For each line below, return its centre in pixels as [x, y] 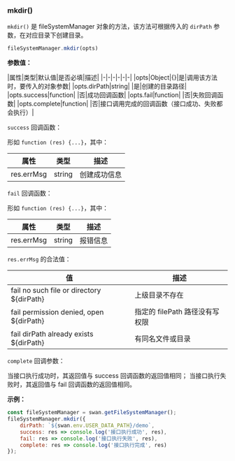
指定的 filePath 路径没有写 [177, 312]
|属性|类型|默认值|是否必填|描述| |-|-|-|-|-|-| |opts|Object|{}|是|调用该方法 [113, 78]
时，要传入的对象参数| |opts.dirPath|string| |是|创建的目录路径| [97, 87]
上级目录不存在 [159, 295]
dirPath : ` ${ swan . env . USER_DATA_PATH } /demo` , [87, 425]
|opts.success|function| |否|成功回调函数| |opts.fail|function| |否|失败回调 [112, 95]
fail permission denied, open [57, 312]
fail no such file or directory [56, 291]
